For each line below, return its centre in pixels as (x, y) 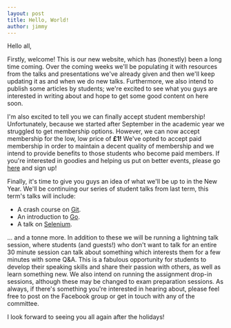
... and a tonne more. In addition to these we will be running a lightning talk (113, 238)
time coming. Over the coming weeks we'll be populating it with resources (112, 67)
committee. (23, 304)
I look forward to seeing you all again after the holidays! (86, 317)
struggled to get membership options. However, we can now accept (103, 131)
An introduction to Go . (49, 217)
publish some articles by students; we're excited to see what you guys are (112, 89)
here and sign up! (32, 168)
